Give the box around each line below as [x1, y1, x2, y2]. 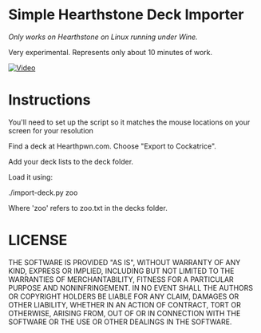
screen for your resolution [8, 125, 94, 135]
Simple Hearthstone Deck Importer [8, 6, 244, 24]
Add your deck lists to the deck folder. [8, 157, 134, 166]
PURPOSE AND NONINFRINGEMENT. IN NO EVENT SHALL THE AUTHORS [8, 283, 254, 292]
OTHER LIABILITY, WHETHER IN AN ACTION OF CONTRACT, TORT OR [8, 299, 241, 309]
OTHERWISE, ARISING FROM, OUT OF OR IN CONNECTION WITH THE [8, 308, 241, 318]
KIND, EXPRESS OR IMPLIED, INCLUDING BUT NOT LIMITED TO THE [8, 266, 235, 276]
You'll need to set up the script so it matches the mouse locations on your [8, 117, 251, 127]
